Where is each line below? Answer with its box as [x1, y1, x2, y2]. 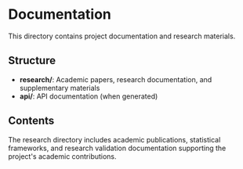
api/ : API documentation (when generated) [19, 92, 158, 101]
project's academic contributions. [8, 151, 117, 161]
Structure [8, 54, 56, 67]
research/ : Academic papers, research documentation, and [19, 74, 212, 84]
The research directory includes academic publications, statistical [8, 135, 221, 144]
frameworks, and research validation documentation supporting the [8, 143, 227, 153]
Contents [8, 114, 55, 128]
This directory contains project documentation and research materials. [8, 31, 236, 41]
